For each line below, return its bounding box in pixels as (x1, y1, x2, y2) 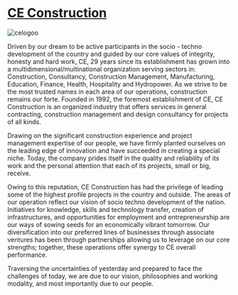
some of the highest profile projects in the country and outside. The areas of (7, 190, 231, 199)
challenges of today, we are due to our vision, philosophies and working (7, 272, 218, 280)
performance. (7, 250, 48, 259)
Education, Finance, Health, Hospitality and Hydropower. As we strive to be (7, 79, 227, 88)
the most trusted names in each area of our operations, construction (7, 87, 207, 96)
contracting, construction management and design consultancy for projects (7, 110, 229, 118)
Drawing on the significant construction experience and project (7, 131, 193, 140)
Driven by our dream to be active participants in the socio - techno (7, 42, 202, 50)
